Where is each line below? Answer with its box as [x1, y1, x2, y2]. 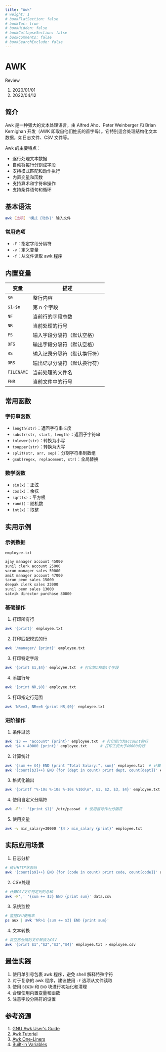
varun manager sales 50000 [5, 568, 61, 573]
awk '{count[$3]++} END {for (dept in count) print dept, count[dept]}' [5, 768, 158, 773]
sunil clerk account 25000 [5, 564, 61, 569]
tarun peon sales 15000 [5, 578, 54, 583]
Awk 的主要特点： [5, 145, 41, 151]
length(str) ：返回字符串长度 [12, 425, 72, 431]
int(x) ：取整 [12, 507, 39, 513]
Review [5, 77, 20, 83]
